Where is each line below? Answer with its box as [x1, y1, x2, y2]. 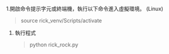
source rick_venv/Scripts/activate [20, 17, 103, 24]
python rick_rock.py [29, 41, 79, 48]
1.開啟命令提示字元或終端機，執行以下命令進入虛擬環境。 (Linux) [6, 5, 164, 12]
